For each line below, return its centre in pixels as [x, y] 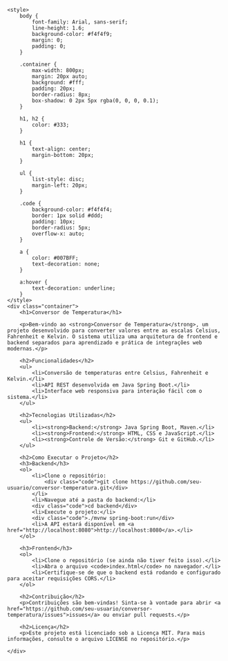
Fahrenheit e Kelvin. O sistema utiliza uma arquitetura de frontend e [112, 337]
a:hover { [34, 282]
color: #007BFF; [55, 258]
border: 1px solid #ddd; [68, 216]
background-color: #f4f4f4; [72, 210]
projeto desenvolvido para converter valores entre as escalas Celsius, [114, 330]
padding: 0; [49, 46]
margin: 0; [48, 40]
